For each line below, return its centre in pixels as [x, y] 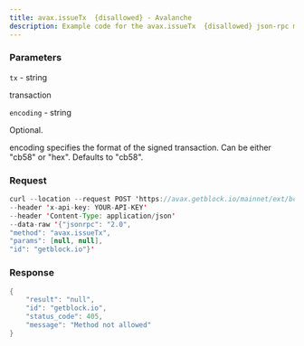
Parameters [35, 58]
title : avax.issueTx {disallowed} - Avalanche [101, 18]
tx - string [28, 77]
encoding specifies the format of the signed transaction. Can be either [140, 147]
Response [32, 273]
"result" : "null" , [60, 300]
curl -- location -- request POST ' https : [87, 200]
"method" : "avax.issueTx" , [60, 233]
